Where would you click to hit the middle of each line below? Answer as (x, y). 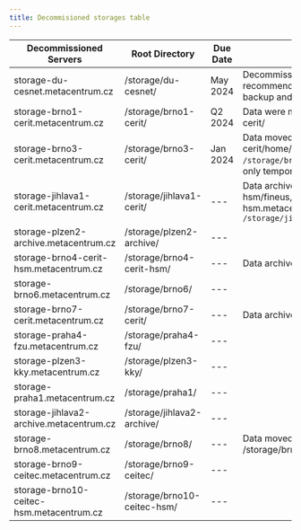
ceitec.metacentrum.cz (62, 475)
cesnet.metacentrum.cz (64, 91)
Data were (264, 111)
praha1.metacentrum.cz (64, 398)
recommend (268, 85)
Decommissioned (64, 48)
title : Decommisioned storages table (80, 18)
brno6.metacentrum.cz (62, 295)
